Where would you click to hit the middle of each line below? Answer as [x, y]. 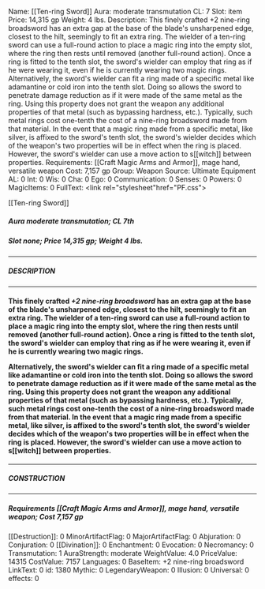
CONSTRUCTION [37, 478]
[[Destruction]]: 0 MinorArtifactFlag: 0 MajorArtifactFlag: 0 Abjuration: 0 [125, 537]
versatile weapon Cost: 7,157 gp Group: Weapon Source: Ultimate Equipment [132, 171]
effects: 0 [24, 579]
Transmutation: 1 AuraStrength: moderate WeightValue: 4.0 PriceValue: [123, 553]
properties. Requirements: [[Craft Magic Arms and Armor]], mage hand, [124, 162]
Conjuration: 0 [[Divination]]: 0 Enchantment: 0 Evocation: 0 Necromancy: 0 [131, 545]
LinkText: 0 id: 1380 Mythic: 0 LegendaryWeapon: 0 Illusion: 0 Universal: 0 [129, 570]
